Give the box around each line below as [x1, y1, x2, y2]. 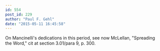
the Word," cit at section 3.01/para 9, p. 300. [5, 40, 96, 46]
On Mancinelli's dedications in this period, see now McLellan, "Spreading [5, 35, 156, 41]
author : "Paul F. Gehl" [5, 16, 55, 21]
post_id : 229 [5, 12, 32, 17]
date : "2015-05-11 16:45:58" [5, 21, 66, 26]
